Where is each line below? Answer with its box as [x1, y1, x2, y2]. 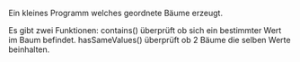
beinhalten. [8, 44, 50, 55]
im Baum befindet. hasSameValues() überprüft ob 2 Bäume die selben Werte [8, 35, 291, 45]
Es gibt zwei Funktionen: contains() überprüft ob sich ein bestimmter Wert [8, 25, 282, 35]
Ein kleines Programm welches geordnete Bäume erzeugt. [8, 8, 224, 18]
